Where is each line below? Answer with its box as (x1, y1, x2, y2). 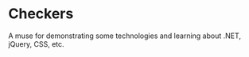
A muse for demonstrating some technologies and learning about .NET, (8, 31, 241, 40)
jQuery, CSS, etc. (8, 39, 65, 48)
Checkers (8, 5, 74, 23)
